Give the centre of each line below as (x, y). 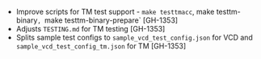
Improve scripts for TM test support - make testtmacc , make (115, 12)
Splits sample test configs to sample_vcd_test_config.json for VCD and (134, 37)
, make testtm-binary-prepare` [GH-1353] (108, 20)
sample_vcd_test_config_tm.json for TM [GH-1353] (101, 46)
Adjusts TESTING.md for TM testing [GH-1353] (91, 29)
